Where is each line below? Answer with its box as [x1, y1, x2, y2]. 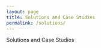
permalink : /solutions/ [6, 20, 66, 26]
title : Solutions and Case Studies [6, 14, 96, 20]
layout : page [6, 8, 39, 15]
